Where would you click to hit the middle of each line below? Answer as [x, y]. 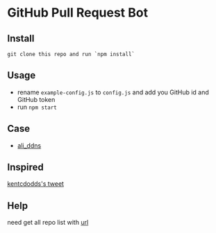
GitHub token [36, 99]
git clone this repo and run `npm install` [71, 54]
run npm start [37, 107]
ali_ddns [29, 145]
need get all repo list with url [48, 223]
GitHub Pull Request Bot [77, 13]
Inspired [25, 167]
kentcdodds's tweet [36, 184]
